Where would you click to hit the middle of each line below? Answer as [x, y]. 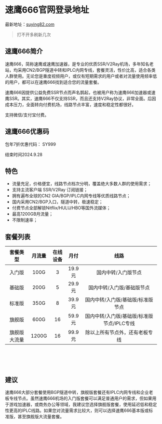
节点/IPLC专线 [119, 324]
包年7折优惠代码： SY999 [31, 144]
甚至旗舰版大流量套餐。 [41, 416]
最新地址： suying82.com [30, 24]
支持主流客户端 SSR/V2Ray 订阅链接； [50, 190]
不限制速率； [25, 220]
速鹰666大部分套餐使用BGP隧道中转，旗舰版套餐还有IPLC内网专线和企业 [77, 392]
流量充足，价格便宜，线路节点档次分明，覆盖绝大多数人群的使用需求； [82, 184]
